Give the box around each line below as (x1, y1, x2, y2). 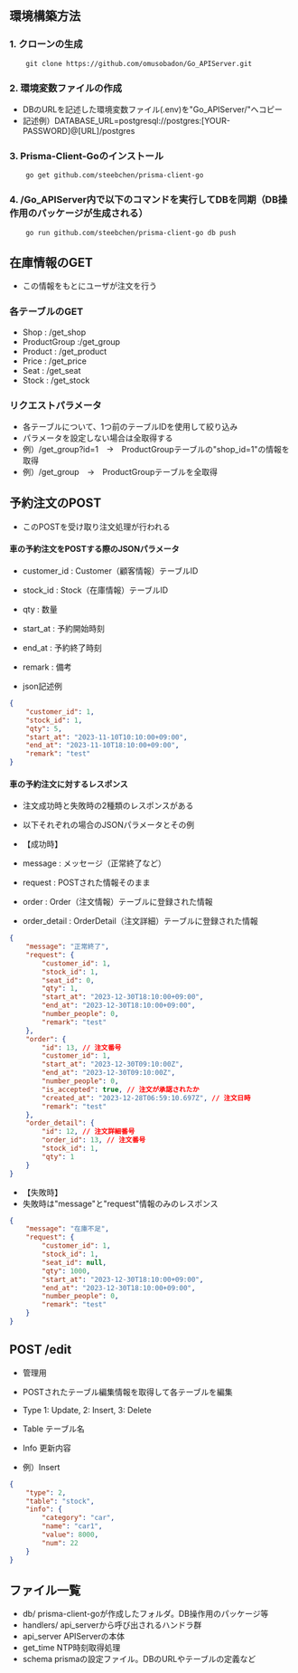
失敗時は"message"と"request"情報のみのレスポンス (22, 1198, 219, 1209)
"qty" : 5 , (25, 724, 63, 733)
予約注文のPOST (9, 496, 102, 511)
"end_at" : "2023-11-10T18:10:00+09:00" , (25, 741, 180, 750)
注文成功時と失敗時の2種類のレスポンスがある (22, 800, 194, 812)
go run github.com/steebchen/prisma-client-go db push (25, 228, 237, 237)
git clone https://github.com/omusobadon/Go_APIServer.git (25, 59, 253, 68)
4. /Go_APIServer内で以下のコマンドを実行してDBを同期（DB (9, 194, 278, 206)
